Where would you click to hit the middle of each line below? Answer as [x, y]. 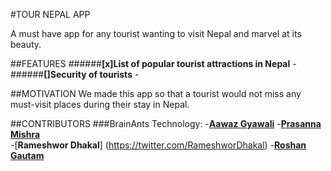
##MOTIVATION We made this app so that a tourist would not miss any [156, 93]
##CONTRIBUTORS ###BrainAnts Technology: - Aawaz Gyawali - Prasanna [166, 123]
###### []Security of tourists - [75, 74]
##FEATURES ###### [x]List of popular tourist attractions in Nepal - [153, 63]
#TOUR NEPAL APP [50, 14]
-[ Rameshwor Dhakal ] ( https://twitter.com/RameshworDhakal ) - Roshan [158, 145]
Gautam [27, 155]
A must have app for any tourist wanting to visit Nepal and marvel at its [156, 33]
